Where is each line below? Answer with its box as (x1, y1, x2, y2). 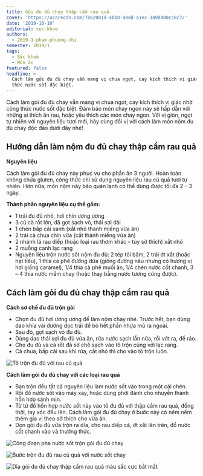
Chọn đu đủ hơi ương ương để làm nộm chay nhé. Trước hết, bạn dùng (14, 315, 190, 322)
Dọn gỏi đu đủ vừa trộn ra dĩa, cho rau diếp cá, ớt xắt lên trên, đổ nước (14, 421, 191, 428)
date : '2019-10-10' (6, 20, 56, 26)
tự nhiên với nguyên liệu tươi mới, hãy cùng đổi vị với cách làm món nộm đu (6, 118, 194, 125)
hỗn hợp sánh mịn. (14, 396, 62, 403)
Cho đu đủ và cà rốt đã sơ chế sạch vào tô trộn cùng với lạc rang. (14, 341, 178, 348)
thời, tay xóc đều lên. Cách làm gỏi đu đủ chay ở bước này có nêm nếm (14, 408, 192, 416)
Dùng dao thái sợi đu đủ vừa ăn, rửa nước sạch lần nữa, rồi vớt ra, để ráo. (14, 334, 197, 342)
